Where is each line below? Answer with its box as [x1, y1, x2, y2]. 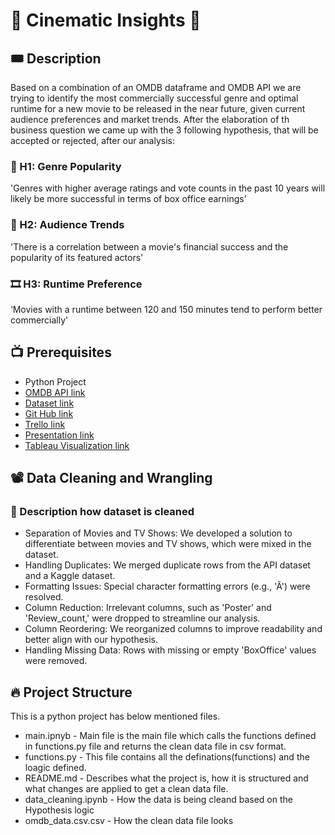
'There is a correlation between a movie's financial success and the [10, 240, 289, 253]
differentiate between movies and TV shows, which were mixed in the [24, 538, 312, 550]
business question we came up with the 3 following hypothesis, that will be [10, 124, 319, 136]
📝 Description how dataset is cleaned [10, 505, 195, 519]
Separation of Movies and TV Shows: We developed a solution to [24, 527, 293, 539]
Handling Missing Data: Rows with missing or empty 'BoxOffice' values [24, 644, 317, 656]
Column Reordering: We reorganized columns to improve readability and [24, 623, 323, 635]
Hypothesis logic [24, 804, 95, 816]
